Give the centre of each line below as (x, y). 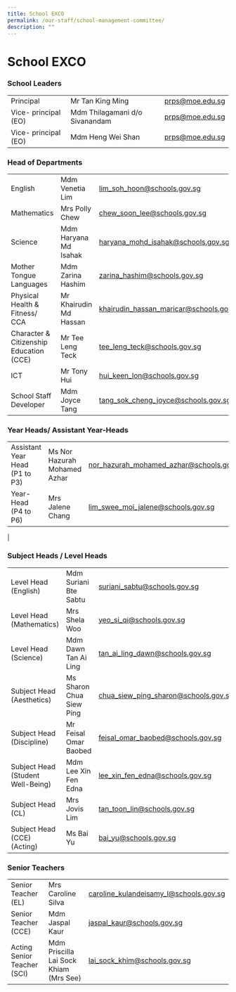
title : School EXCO (36, 14)
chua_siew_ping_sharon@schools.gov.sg (166, 695)
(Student (25, 775)
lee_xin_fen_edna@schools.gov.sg (155, 775)
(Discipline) (30, 742)
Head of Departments (45, 162)
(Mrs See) (65, 978)
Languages (29, 284)
